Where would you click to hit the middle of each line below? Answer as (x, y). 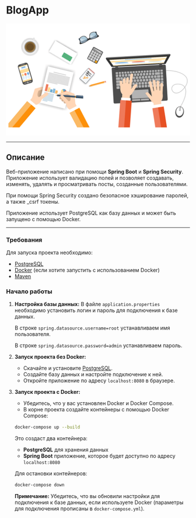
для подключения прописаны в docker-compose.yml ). (79, 509)
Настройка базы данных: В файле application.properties (87, 304)
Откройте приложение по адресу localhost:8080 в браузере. (99, 380)
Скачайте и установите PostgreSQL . (68, 368)
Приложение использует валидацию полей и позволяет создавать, (90, 178)
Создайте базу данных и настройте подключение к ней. (93, 375)
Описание (25, 158)
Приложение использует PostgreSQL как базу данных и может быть (91, 213)
